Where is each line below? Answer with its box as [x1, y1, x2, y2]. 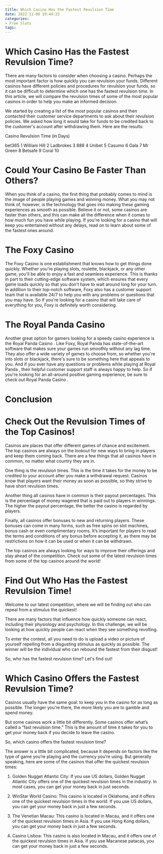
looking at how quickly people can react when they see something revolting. [5, 626, 158, 632]
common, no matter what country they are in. [5, 458, 96, 464]
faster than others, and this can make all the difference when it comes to [5, 212, 150, 217]
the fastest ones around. [5, 228, 54, 233]
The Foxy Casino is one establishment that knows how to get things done [5, 260, 152, 266]
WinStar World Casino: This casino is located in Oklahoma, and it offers [12, 793, 155, 799]
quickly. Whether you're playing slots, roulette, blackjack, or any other [5, 266, 145, 272]
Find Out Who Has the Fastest [5, 575, 128, 586]
